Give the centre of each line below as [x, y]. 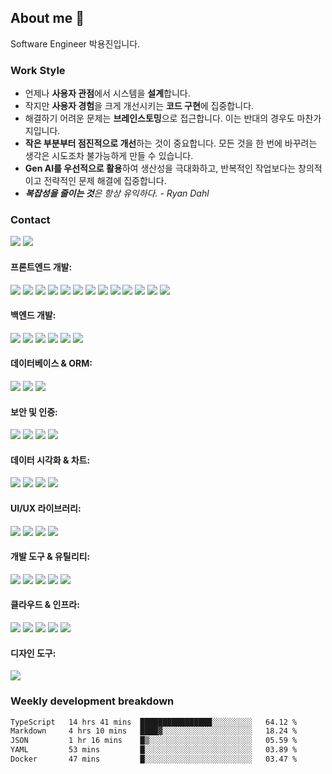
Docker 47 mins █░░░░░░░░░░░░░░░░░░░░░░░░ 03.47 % [154, 759]
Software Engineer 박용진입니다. [75, 43]
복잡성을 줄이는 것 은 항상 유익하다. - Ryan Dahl [117, 193]
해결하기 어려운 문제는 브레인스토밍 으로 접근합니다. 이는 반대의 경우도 [159, 118]
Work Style [38, 70]
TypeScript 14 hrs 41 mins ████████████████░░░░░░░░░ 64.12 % [154, 722]
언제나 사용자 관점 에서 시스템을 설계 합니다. [107, 93]
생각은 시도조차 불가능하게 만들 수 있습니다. [109, 156]
